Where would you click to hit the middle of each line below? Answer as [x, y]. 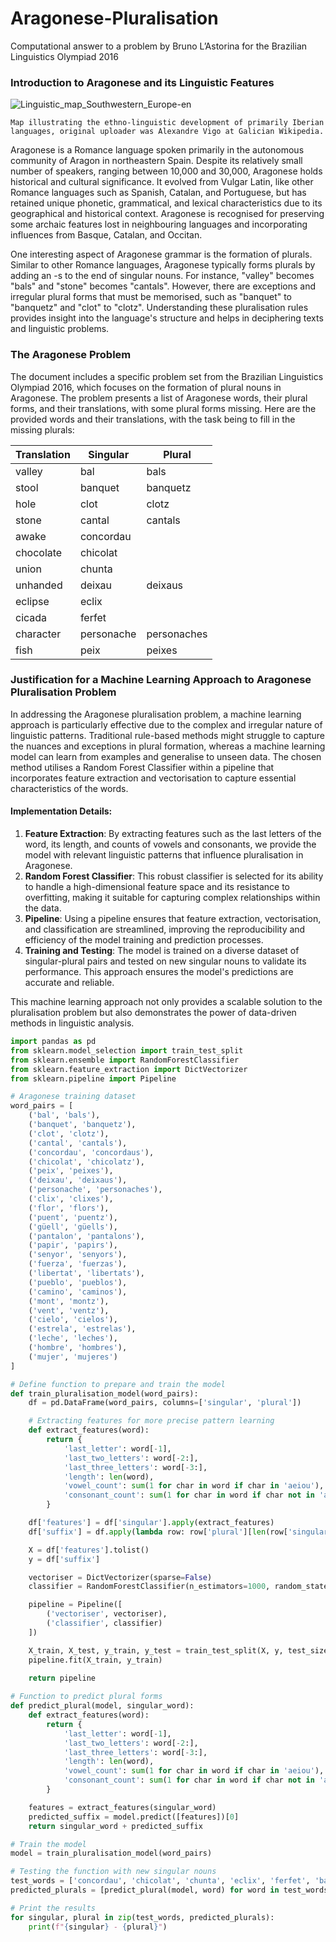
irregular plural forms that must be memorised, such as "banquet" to [151, 297]
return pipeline [62, 1678]
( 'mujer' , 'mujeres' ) [73, 1357]
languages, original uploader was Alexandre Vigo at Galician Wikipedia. [167, 132]
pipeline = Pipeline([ [75, 1605]
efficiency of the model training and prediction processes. [144, 940]
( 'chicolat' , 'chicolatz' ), [86, 1162]
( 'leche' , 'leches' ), [73, 1338]
